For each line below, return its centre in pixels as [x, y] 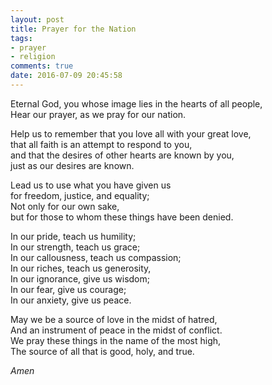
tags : [21, 38]
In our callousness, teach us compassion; [96, 257]
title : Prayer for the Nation [73, 29]
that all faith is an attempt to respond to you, [101, 144]
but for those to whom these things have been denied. [122, 217]
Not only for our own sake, [65, 206]
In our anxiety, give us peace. [71, 300]
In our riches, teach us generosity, [81, 268]
